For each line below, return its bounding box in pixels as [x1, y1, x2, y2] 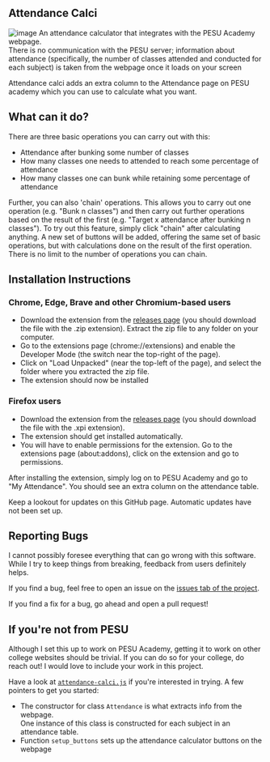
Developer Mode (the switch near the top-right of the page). [19, 350, 221, 360]
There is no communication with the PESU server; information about [8, 45, 235, 55]
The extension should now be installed [19, 376, 150, 385]
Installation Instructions [8, 273, 132, 287]
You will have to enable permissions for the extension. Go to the [19, 440, 233, 449]
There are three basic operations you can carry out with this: [8, 131, 210, 141]
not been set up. [8, 505, 63, 515]
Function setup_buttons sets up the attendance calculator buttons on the [19, 736, 263, 746]
